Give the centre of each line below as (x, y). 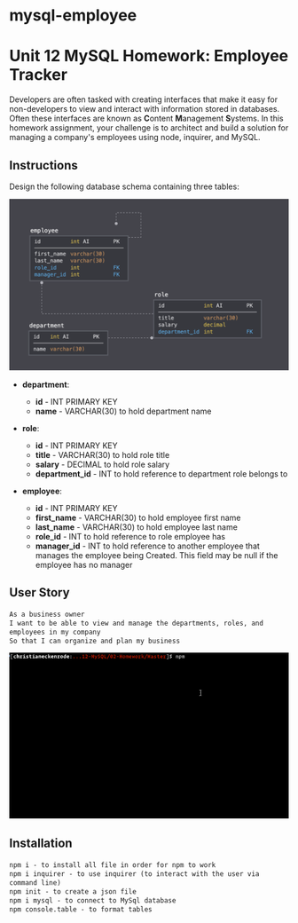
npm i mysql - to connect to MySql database (93, 900)
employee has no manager (84, 565)
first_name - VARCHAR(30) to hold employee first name (138, 518)
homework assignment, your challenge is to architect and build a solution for (149, 128)
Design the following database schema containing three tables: (124, 186)
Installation (41, 844)
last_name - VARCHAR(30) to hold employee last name (136, 527)
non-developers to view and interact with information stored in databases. (145, 109)
